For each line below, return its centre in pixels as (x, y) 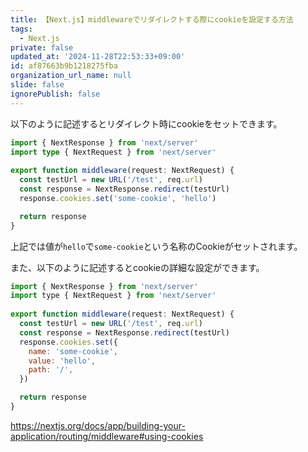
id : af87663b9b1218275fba (64, 66)
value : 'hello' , (62, 361)
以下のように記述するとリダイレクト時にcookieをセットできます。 (146, 123)
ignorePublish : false (55, 94)
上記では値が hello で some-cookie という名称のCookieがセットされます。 (156, 246)
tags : (21, 29)
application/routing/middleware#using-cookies (107, 436)
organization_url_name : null (71, 76)
